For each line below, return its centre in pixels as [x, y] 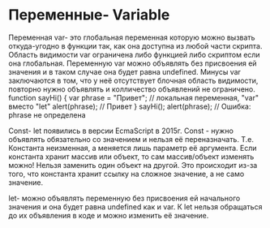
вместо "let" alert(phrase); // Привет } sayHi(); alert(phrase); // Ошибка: [130, 106]
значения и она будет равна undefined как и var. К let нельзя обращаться [135, 206]
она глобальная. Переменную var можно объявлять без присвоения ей [133, 63]
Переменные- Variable [89, 15]
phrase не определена [47, 114]
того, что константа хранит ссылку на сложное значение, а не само [126, 174]
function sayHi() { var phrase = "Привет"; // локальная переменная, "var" [134, 97]
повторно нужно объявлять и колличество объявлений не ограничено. [132, 89]
